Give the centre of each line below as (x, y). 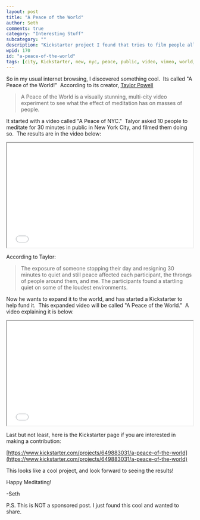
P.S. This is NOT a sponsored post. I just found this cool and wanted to (93, 505)
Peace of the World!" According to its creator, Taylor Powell (80, 85)
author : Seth (22, 23)
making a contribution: (34, 441)
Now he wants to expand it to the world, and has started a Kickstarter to (94, 299)
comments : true (25, 28)
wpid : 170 (18, 51)
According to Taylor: (31, 257)
